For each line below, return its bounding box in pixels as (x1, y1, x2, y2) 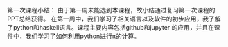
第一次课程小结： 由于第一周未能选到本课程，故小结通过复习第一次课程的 (7, 6, 216, 14)
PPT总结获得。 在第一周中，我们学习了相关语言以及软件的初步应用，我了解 (7, 15, 221, 23)
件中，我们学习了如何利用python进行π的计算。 (7, 32, 141, 40)
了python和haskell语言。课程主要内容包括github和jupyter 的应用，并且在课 (7, 23, 220, 31)
